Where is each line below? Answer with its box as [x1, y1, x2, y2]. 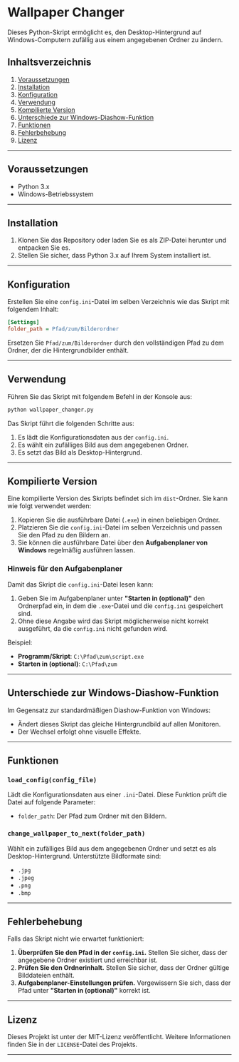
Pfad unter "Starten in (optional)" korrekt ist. [17, 986, 151, 995]
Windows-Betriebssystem [17, 190, 94, 198]
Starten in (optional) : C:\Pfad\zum [17, 659, 117, 668]
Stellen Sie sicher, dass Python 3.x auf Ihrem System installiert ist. [17, 251, 211, 260]
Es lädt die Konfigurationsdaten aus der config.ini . [17, 433, 169, 441]
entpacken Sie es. [17, 243, 71, 252]
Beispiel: [7, 638, 33, 647]
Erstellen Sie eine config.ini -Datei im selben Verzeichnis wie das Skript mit [7, 298, 230, 306]
